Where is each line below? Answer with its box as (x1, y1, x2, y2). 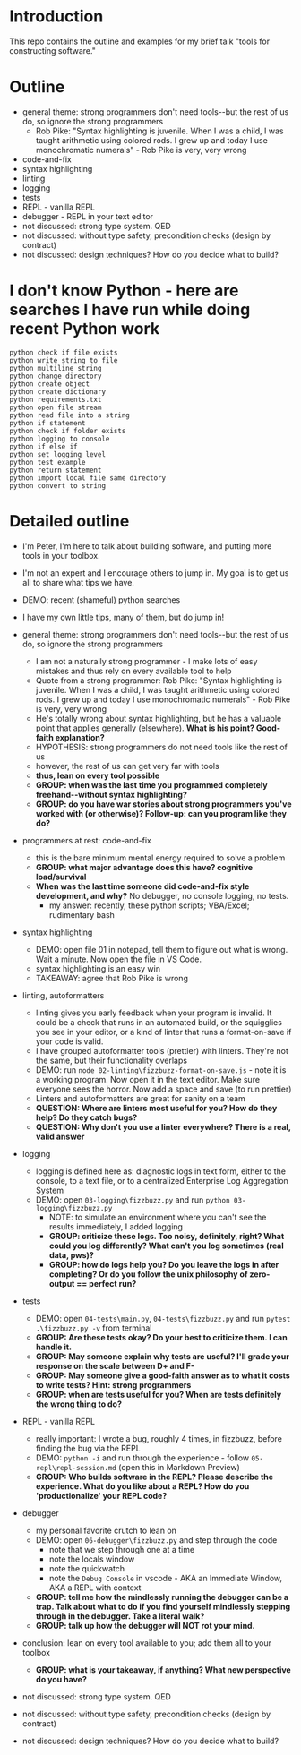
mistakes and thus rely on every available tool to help (35, 665, 232, 676)
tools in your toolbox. (21, 550, 100, 561)
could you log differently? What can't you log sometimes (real (48, 1240, 284, 1251)
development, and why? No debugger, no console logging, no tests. (35, 890, 289, 901)
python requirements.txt (9, 395, 102, 404)
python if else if (9, 441, 78, 451)
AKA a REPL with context (48, 1582, 142, 1593)
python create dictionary (9, 387, 106, 396)
